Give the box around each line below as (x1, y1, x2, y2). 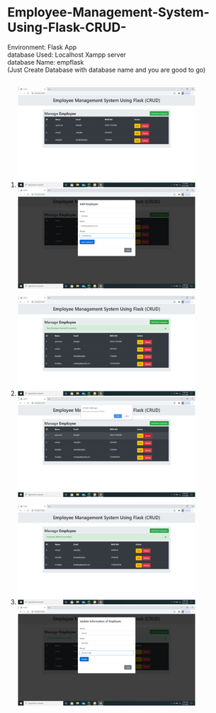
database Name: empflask (7, 58, 84, 66)
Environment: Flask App (7, 43, 77, 51)
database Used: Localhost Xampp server (7, 50, 126, 59)
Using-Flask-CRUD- (7, 19, 127, 36)
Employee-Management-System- (7, 4, 210, 21)
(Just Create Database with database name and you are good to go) (7, 65, 206, 74)
